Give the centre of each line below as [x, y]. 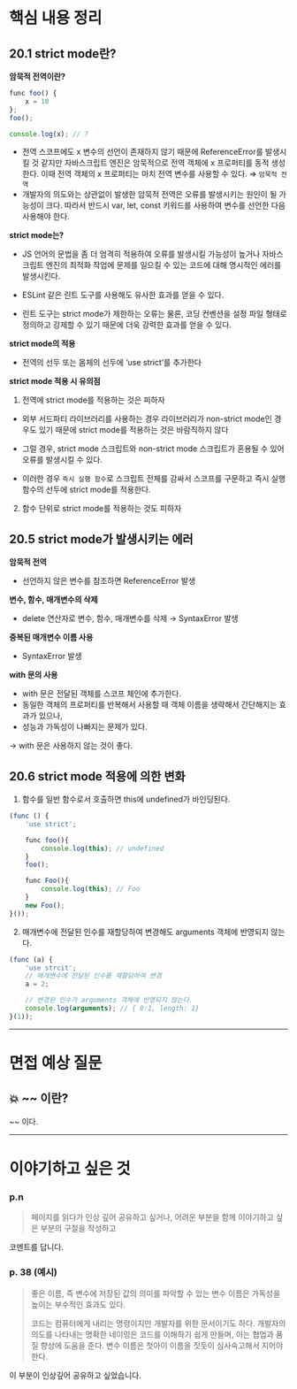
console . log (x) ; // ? [49, 134]
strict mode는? [37, 235]
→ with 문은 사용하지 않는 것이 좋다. [71, 746]
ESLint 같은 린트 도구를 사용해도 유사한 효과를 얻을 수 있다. [123, 295]
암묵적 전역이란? [38, 77]
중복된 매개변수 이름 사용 [51, 637]
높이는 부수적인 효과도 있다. [78, 1304]
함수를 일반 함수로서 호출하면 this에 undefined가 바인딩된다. [126, 799]
